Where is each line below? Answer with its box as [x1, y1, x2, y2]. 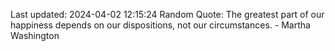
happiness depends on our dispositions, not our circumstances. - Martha [10, 19, 311, 31]
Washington [10, 30, 60, 41]
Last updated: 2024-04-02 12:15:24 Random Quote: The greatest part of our [10, 9, 325, 20]
